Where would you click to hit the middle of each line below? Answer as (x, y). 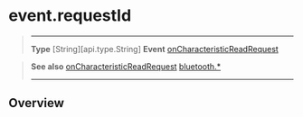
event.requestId (70, 16)
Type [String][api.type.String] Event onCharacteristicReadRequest (155, 49)
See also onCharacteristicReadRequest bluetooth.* (126, 66)
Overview (37, 103)
